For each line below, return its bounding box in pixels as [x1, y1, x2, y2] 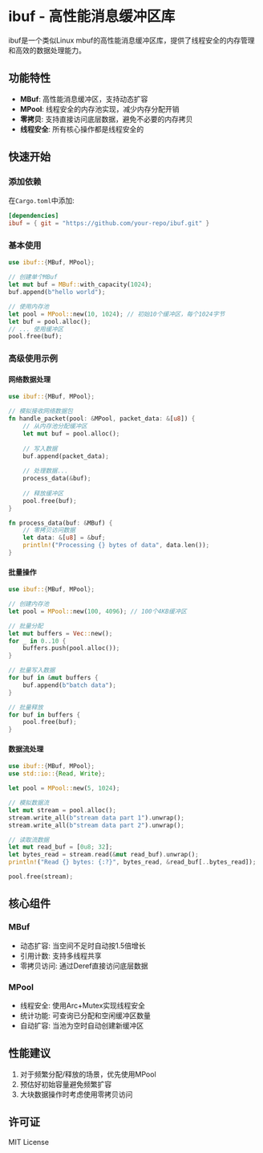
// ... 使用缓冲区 [8, 325, 64, 333]
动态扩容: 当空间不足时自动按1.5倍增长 [19, 941, 146, 951]
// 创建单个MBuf [8, 273, 58, 281]
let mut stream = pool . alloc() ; [8, 806, 116, 814]
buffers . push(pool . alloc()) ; [22, 644, 120, 652]
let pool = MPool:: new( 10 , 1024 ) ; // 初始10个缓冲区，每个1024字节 [8, 310, 225, 318]
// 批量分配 [8, 622, 44, 630]
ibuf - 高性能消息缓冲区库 [8, 7, 176, 26]
